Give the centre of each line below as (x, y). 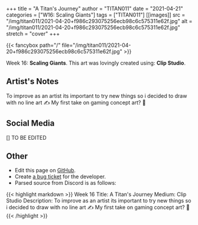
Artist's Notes (33, 81)
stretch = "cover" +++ (33, 34)
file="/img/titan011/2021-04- (96, 45)
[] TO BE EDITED (26, 137)
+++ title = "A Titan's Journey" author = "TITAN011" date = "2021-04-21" (95, 9)
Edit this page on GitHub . (45, 171)
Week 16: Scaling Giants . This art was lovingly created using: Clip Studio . (96, 63)
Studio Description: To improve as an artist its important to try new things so (99, 201)
